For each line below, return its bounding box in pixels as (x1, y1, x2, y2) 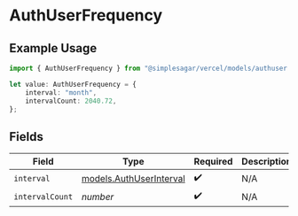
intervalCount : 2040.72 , (25, 96, 117, 105)
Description (241, 156, 293, 168)
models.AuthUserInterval (81, 172, 186, 184)
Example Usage (9, 41, 98, 56)
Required (193, 156, 233, 168)
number (81, 190, 114, 203)
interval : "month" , (25, 88, 98, 97)
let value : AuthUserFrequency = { (9, 80, 137, 89)
